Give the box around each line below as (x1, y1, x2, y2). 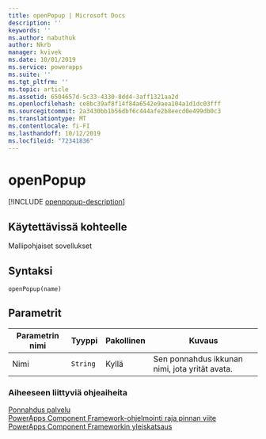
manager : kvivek (8, 48, 62, 56)
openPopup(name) (8, 285, 62, 293)
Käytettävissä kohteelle (8, 219, 128, 234)
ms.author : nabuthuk (8, 33, 77, 42)
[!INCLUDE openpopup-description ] (8, 197, 125, 207)
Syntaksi (8, 264, 53, 277)
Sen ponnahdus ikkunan (153, 353, 243, 365)
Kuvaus (188, 334, 218, 345)
